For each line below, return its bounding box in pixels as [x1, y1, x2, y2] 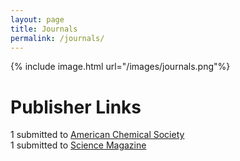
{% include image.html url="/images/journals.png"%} [10, 61, 231, 73]
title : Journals [10, 24, 78, 34]
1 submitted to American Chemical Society [10, 129, 185, 141]
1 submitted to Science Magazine [10, 139, 147, 151]
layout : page [10, 14, 65, 25]
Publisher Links [10, 96, 142, 118]
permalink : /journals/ [10, 33, 105, 43]
